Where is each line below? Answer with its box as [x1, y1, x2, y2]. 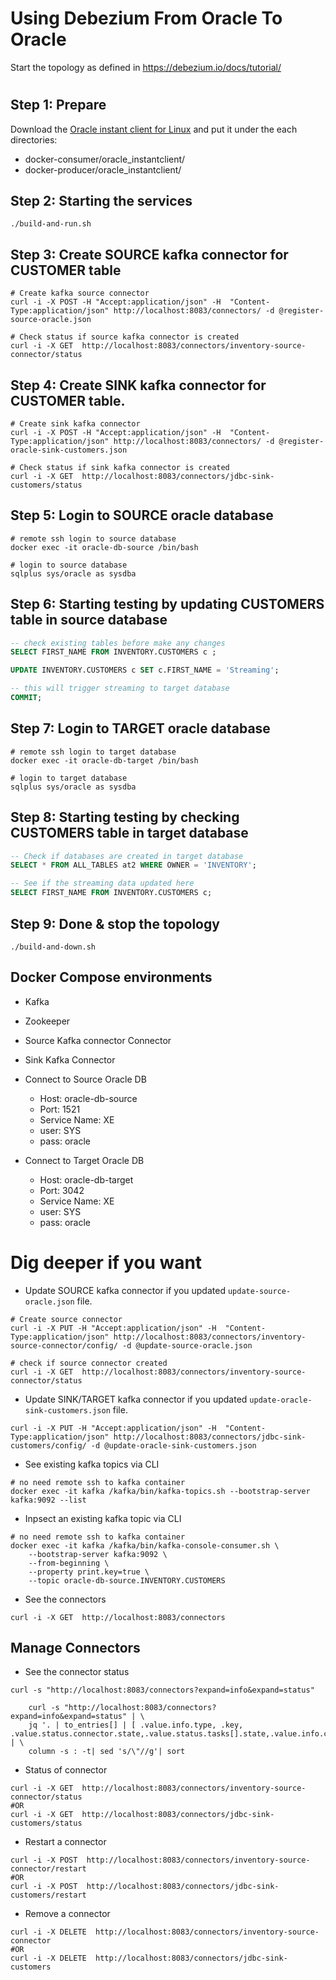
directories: [10, 133, 58, 146]
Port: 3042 [39, 1184, 85, 1196]
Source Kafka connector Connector [24, 1034, 172, 1046]
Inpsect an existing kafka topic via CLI [24, 1512, 182, 1524]
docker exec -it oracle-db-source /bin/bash [10, 542, 199, 552]
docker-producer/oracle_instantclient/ [24, 163, 182, 176]
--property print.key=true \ [28, 1567, 150, 1577]
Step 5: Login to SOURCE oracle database [10, 507, 274, 524]
